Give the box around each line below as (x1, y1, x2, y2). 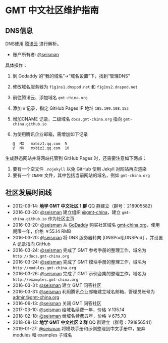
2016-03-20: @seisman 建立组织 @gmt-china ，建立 (12, 209, 121, 215)
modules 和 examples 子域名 (12, 332, 72, 338)
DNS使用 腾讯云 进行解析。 (5, 41, 62, 47)
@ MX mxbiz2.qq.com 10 (12, 146, 70, 151)
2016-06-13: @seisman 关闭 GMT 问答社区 (12, 300, 102, 306)
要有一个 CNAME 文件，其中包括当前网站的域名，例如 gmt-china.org (12, 173, 150, 178)
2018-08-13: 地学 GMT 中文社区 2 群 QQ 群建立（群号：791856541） (12, 319, 155, 325)
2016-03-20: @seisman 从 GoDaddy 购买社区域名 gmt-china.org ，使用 (12, 222, 160, 228)
